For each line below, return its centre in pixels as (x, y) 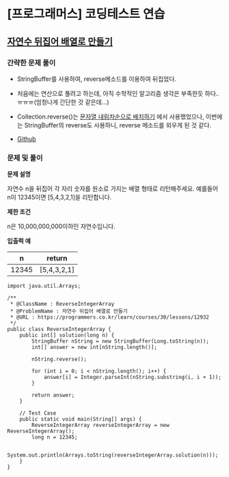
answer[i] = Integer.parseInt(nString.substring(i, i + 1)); (133, 378)
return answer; (53, 395)
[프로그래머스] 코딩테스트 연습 (86, 14)
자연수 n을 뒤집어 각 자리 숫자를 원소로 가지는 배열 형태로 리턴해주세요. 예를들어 (113, 188)
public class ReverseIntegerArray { (59, 330)
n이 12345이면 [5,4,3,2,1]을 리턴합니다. (59, 197)
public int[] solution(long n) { (67, 335)
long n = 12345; (55, 437)
